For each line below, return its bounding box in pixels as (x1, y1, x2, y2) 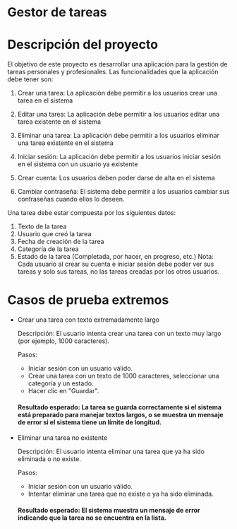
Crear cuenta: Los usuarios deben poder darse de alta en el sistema (17, 174, 215, 182)
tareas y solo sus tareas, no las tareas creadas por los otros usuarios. (17, 267, 220, 276)
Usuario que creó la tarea (17, 230, 92, 238)
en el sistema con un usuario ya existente (17, 160, 138, 168)
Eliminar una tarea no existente (17, 434, 108, 442)
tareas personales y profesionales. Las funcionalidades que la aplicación (7, 68, 219, 76)
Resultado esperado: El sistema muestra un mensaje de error (17, 506, 200, 514)
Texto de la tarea (17, 222, 67, 231)
